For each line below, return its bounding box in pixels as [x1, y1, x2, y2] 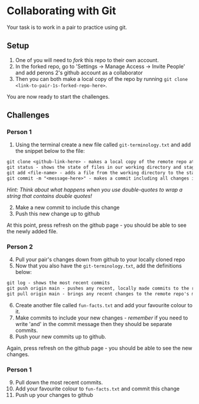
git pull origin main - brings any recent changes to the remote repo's [6, 291, 190, 297]
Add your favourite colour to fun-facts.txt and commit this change [15, 385, 180, 392]
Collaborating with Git [6, 4, 116, 18]
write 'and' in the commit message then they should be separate [15, 320, 172, 327]
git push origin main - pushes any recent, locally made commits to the [6, 285, 190, 292]
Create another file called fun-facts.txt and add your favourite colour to [15, 301, 193, 308]
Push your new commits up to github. [15, 333, 107, 340]
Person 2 [6, 242, 33, 250]
